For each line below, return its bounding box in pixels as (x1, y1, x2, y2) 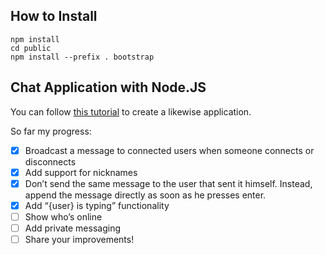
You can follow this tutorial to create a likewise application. (10, 105, 252, 118)
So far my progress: (10, 125, 92, 137)
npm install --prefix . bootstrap (10, 52, 155, 62)
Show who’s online (24, 210, 103, 223)
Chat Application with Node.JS (10, 79, 207, 96)
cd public (10, 43, 52, 53)
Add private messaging (24, 222, 121, 234)
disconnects (24, 155, 77, 168)
